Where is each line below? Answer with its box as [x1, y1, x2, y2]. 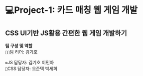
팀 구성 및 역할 [5, 43, 33, 48]
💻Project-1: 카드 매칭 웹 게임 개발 [5, 4, 138, 16]
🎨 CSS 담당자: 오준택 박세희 [5, 66, 58, 72]
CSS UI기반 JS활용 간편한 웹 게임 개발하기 [5, 29, 127, 37]
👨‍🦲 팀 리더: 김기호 [5, 49, 38, 55]
